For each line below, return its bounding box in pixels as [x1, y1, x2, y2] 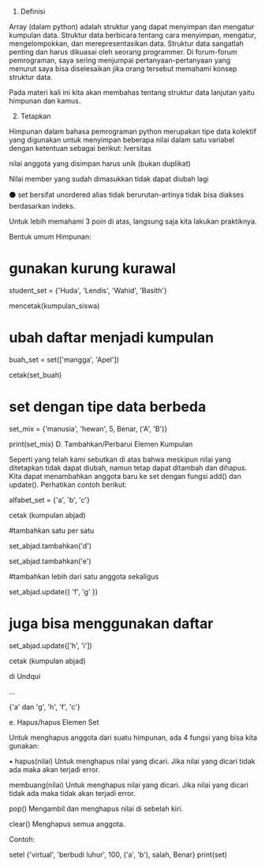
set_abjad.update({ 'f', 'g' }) [9, 586, 98, 596]
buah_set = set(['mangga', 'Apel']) [9, 355, 119, 364]
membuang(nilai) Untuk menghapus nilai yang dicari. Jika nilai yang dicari [9, 780, 249, 790]
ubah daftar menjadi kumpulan [9, 329, 215, 347]
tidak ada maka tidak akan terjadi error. [9, 788, 136, 797]
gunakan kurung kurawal [9, 260, 177, 277]
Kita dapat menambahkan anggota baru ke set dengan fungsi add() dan [9, 471, 241, 481]
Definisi [20, 7, 46, 16]
